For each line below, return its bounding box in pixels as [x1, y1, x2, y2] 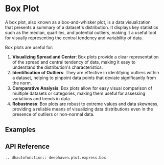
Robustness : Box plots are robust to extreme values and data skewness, [12, 101, 159, 107]
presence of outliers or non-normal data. [12, 111, 94, 117]
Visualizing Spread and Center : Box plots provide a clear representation [12, 54, 159, 59]
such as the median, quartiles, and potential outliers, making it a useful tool [5, 29, 157, 35]
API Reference [5, 142, 50, 150]
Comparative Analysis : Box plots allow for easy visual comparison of [12, 85, 153, 91]
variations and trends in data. [12, 95, 71, 101]
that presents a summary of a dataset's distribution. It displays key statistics [5, 24, 159, 30]
